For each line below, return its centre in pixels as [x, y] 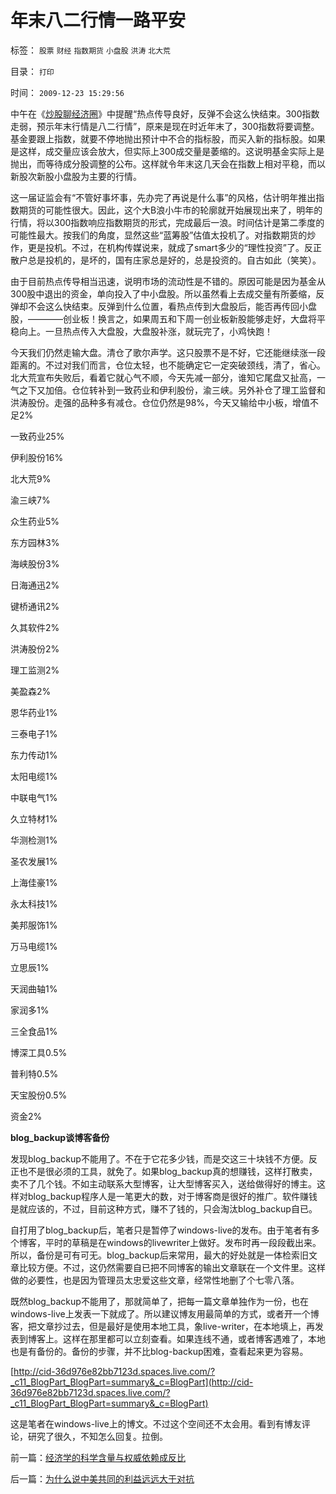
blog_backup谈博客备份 [60, 1137]
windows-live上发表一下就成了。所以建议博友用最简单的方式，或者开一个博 [165, 1313]
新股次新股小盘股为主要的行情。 [76, 176]
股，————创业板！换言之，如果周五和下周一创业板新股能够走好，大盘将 [163, 318]
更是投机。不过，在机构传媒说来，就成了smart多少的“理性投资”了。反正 [174, 247]
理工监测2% [35, 670]
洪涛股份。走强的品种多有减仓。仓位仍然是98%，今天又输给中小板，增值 [160, 402]
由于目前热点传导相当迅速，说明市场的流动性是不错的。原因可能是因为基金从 [168, 281]
